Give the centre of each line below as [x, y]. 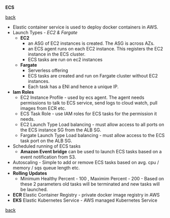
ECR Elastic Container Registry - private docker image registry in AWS [86, 195]
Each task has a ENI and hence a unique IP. [73, 87]
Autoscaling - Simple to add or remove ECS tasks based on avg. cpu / [86, 162]
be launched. [34, 189]
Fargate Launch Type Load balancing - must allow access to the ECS [92, 135]
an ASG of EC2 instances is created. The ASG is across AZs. [91, 43]
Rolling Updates [30, 173]
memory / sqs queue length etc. [46, 168]
